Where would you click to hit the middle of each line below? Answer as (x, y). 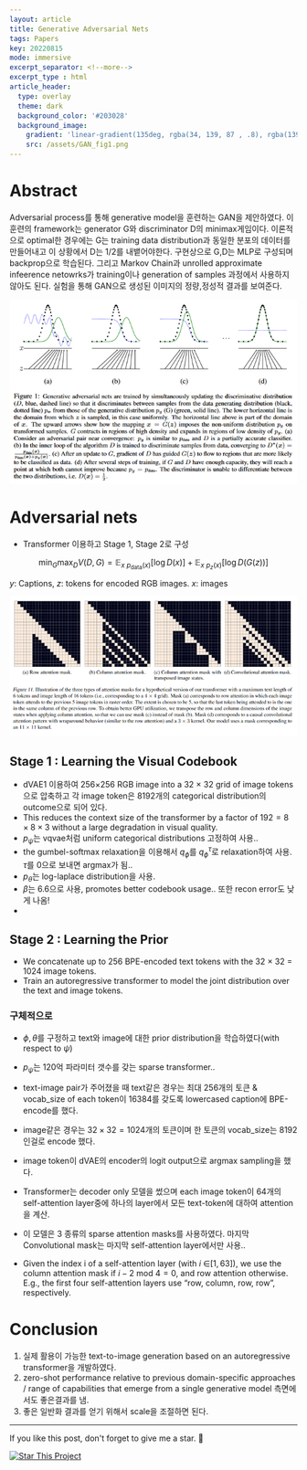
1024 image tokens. (59, 971)
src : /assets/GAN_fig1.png (77, 145)
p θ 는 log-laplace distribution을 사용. (89, 877)
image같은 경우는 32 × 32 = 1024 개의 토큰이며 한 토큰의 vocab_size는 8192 (160, 1130)
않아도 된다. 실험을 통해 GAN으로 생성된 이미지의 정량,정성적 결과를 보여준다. (146, 286)
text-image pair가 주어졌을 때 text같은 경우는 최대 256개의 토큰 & (140, 1088)
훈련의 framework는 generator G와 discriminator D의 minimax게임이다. (139, 228)
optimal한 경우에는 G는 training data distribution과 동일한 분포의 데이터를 (158, 240)
